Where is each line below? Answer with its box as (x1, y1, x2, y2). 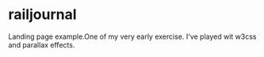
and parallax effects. (8, 40, 75, 49)
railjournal (8, 6, 77, 24)
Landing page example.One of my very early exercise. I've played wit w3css (8, 32, 257, 41)
